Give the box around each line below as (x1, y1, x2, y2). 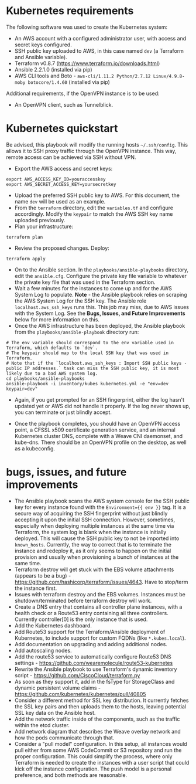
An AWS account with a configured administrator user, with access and (14, 35, 186, 42)
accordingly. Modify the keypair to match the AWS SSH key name (14, 210, 173, 218)
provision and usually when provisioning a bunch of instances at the (14, 553, 179, 561)
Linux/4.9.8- (153, 73, 185, 79)
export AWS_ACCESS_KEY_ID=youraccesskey (6, 176, 106, 182)
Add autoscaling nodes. (14, 647, 72, 654)
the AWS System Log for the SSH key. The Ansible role (14, 297, 147, 304)
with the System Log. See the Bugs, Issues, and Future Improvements (14, 310, 185, 317)
